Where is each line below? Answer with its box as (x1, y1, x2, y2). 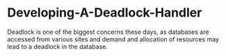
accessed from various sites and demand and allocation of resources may (7, 35, 220, 43)
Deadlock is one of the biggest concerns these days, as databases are (7, 28, 209, 36)
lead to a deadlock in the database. (7, 42, 108, 50)
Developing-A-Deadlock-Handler (7, 5, 202, 21)
